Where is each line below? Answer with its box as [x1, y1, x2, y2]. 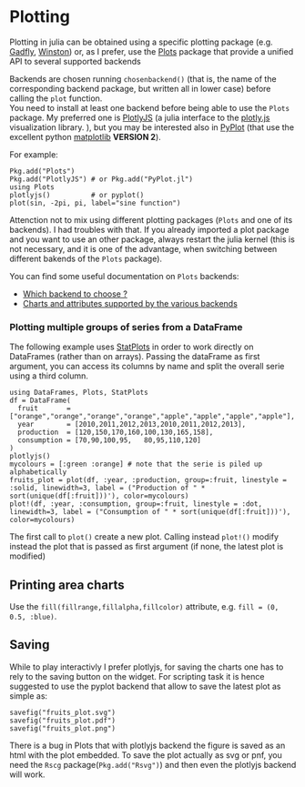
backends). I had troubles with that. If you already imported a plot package [9, 224, 290, 235]
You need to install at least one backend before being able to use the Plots [9, 102, 290, 113]
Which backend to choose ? [22, 288, 127, 299]
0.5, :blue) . [9, 611, 57, 622]
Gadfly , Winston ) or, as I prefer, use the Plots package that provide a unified [9, 45, 294, 56]
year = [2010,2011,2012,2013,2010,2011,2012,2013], [17, 420, 247, 429]
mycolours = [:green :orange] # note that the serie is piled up [9, 459, 262, 469]
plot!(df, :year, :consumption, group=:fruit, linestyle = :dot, [9, 499, 262, 509]
